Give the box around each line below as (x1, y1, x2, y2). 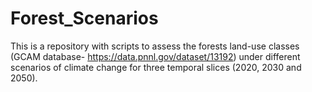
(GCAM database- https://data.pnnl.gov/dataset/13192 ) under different (10, 50, 301, 62)
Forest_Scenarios (10, 7, 159, 30)
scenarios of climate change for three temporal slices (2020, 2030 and (10, 61, 302, 73)
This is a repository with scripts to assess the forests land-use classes (10, 40, 300, 52)
